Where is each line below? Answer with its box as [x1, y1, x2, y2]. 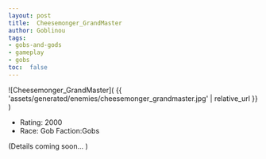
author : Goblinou [8, 26, 66, 34]
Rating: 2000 [19, 117, 63, 127]
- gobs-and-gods [8, 41, 62, 49]
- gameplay [8, 48, 44, 56]
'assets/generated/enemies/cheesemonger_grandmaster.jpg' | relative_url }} [8, 93, 258, 103]
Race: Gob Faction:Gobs [19, 126, 100, 135]
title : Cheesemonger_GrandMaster [8, 19, 123, 27]
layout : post [8, 11, 52, 20]
